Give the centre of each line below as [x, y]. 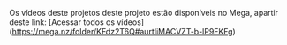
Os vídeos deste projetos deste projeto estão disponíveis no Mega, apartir [143, 13]
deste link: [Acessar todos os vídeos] [76, 22]
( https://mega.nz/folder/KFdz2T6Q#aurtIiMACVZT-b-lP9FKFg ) [122, 31]
